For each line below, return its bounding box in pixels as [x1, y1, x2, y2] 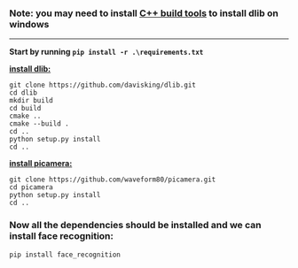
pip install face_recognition [9, 250, 122, 259]
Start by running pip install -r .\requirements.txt [9, 47, 204, 57]
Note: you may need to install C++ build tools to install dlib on [9, 7, 279, 19]
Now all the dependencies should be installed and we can [9, 219, 262, 232]
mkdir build [9, 96, 53, 105]
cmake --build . [9, 119, 69, 128]
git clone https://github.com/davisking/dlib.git [9, 80, 197, 90]
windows [9, 18, 50, 30]
